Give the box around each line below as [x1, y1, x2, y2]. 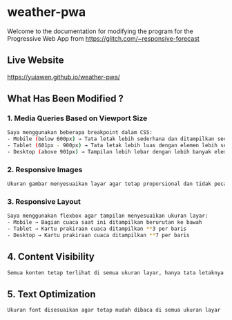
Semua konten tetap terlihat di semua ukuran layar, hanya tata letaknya [7, 269, 224, 276]
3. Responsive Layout [7, 197, 81, 207]
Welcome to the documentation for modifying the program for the [7, 27, 193, 35]
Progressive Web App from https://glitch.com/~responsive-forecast [7, 34, 200, 42]
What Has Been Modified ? [7, 93, 124, 104]
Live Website [7, 55, 64, 66]
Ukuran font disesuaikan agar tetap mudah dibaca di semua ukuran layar [7, 307, 221, 314]
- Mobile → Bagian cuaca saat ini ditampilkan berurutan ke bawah [7, 219, 202, 226]
